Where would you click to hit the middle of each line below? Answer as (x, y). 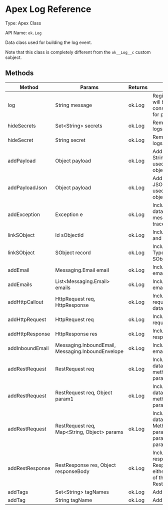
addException (24, 214)
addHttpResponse (29, 333)
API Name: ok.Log (23, 32)
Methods (19, 73)
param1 (64, 398)
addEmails (20, 284)
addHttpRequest (27, 319)
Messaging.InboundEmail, (85, 345)
